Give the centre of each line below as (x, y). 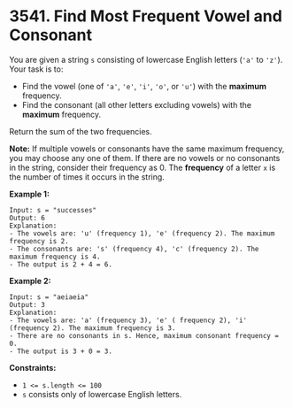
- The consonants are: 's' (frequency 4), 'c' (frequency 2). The (134, 249)
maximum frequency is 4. (55, 257)
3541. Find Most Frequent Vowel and (146, 16)
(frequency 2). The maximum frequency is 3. (93, 328)
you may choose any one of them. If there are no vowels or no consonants (145, 158)
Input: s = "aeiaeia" (49, 297)
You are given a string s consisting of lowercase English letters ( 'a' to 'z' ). (146, 59)
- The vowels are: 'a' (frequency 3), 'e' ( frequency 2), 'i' (128, 320)
